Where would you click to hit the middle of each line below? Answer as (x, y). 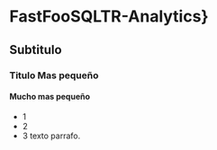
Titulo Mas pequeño (54, 75)
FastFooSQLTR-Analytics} (109, 17)
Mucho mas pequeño (50, 97)
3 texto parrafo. (51, 136)
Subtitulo (36, 50)
